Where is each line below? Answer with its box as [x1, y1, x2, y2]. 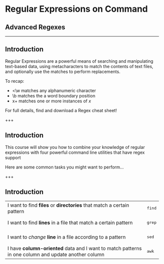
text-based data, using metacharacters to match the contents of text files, [5, 63, 154, 69]
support [5, 154, 21, 160]
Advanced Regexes [5, 23, 65, 31]
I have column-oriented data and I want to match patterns [7, 245, 142, 252]
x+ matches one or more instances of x [12, 98, 91, 104]
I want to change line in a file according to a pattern [7, 234, 126, 240]
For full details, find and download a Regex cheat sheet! [5, 107, 117, 113]
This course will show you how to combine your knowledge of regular [5, 144, 145, 150]
